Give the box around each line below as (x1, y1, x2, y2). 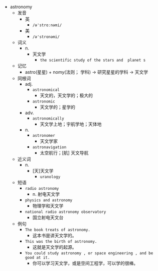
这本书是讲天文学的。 (32, 233, 77, 238)
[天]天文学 (32, 168, 54, 174)
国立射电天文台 (32, 214, 64, 221)
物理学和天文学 (32, 203, 64, 208)
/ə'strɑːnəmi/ (32, 23, 62, 28)
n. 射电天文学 (32, 191, 60, 197)
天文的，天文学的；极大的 (40, 92, 93, 98)
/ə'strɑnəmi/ (32, 34, 60, 39)
